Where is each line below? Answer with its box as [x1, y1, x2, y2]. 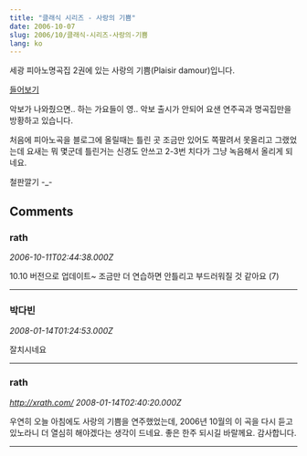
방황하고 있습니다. [9, 115, 74, 126]
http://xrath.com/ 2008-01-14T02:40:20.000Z [9, 397, 182, 408]
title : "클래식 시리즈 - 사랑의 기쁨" [9, 13, 136, 23]
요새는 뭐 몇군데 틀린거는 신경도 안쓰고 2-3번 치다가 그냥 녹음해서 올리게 [26, 146, 283, 157]
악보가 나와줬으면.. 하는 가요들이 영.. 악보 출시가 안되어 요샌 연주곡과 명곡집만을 [9, 104, 292, 115]
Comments [9, 203, 74, 219]
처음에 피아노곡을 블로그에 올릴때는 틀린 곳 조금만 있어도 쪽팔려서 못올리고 [9, 134, 273, 146]
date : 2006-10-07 [9, 22, 76, 31]
